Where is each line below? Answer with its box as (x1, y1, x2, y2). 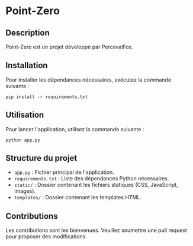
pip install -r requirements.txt (5, 93, 88, 100)
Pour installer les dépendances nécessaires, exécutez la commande (5, 76, 172, 83)
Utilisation (5, 110, 44, 120)
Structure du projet (5, 153, 78, 163)
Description (5, 28, 50, 38)
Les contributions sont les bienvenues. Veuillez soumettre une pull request (5, 226, 188, 234)
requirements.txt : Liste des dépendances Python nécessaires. (14, 175, 169, 182)
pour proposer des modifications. (5, 233, 87, 240)
